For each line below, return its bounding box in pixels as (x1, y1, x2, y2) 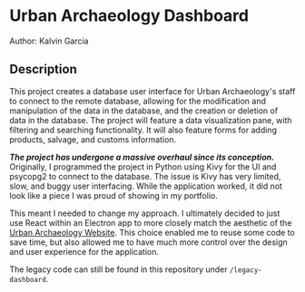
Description (9, 62, 77, 77)
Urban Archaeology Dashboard (9, 5, 250, 26)
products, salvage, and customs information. (9, 133, 177, 145)
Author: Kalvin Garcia (9, 35, 89, 46)
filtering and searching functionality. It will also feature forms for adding (9, 124, 277, 135)
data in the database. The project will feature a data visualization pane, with (9, 114, 292, 125)
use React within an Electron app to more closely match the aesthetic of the (9, 217, 292, 228)
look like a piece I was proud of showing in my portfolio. (9, 190, 218, 200)
